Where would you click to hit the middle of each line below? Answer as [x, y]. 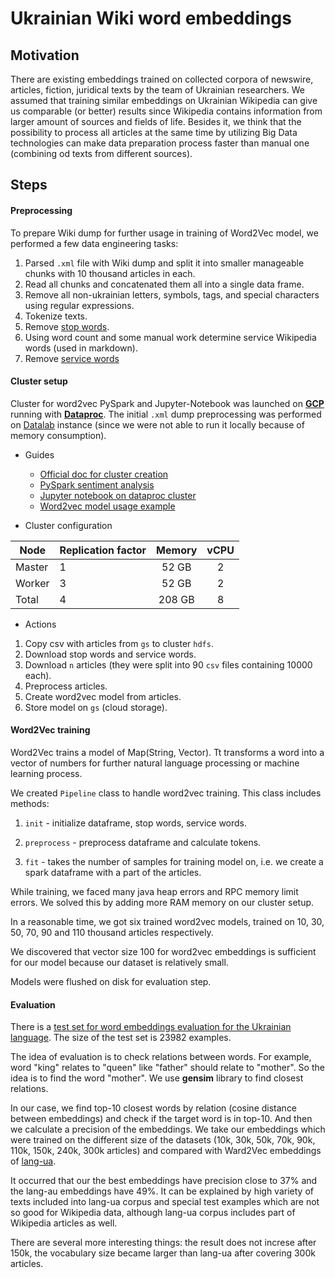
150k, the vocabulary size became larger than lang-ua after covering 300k [163, 1253]
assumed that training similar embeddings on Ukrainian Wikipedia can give [164, 100]
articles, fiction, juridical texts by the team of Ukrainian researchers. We [157, 90]
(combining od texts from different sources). [101, 153]
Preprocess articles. [66, 686]
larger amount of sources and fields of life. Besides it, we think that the [156, 121]
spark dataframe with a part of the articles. [113, 872]
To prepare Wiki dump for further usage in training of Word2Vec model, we [164, 233]
